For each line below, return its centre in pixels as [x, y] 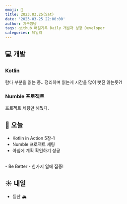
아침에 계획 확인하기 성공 [36, 150]
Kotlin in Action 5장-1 [33, 138]
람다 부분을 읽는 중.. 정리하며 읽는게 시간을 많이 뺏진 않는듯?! [64, 82]
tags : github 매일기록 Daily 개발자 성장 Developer [55, 28]
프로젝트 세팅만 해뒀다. [27, 108]
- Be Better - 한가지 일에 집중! [34, 166]
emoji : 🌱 [14, 10]
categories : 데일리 [24, 33]
